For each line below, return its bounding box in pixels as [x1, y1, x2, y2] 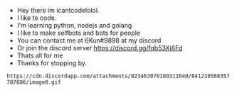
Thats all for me [16, 51, 63, 60]
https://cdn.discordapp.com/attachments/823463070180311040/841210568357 [6, 72, 231, 80]
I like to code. [16, 13, 57, 22]
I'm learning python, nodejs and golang [16, 21, 132, 29]
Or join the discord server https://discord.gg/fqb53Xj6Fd [16, 44, 183, 52]
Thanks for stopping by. [16, 59, 87, 67]
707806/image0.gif [6, 79, 61, 86]
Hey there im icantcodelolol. [16, 6, 100, 14]
